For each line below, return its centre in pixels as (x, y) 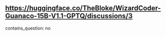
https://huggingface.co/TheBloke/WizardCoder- (83, 8)
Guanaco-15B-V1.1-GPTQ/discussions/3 (69, 16)
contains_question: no (28, 28)
